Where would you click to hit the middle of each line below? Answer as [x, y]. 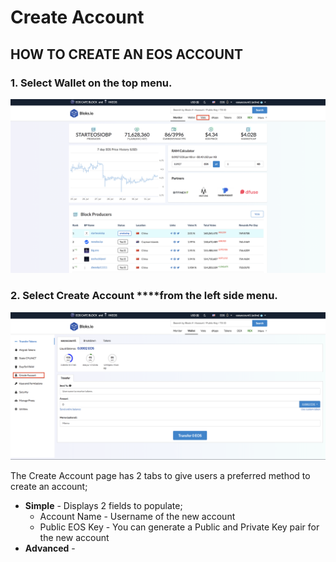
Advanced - [50, 548]
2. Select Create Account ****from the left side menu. [144, 296]
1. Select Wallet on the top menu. [91, 83]
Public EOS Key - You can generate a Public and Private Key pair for [179, 527]
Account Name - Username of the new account [137, 516]
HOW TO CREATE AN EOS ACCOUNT [127, 54]
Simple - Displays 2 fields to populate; [103, 505]
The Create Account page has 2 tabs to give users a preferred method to [160, 475]
